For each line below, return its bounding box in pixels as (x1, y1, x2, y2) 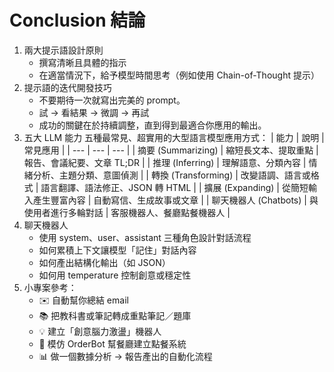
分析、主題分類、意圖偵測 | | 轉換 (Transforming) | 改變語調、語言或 (32, 169, 311, 181)
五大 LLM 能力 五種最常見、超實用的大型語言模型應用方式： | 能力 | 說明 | (23, 131, 325, 143)
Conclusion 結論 (9, 9, 146, 32)
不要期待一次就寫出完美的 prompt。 (38, 94, 186, 106)
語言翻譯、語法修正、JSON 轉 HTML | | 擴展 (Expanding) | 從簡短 (40, 181, 309, 193)
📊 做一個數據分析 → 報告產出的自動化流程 (38, 350, 213, 362)
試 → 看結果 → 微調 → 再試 (38, 106, 150, 118)
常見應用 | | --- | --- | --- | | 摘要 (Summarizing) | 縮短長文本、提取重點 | (23, 144, 319, 156)
